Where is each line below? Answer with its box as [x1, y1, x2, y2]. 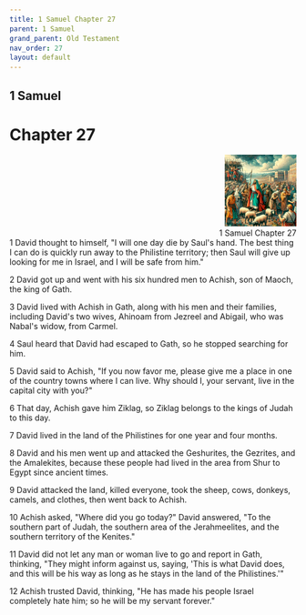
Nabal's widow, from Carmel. [9, 321, 118, 332]
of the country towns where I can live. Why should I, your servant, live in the [9, 376, 295, 387]
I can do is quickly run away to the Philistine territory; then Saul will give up [9, 247, 291, 258]
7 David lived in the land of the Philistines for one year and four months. [9, 430, 278, 441]
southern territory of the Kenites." [9, 531, 136, 542]
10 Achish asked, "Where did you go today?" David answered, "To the [9, 512, 271, 523]
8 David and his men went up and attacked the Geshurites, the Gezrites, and [9, 448, 296, 459]
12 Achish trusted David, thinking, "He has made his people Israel [9, 586, 255, 597]
